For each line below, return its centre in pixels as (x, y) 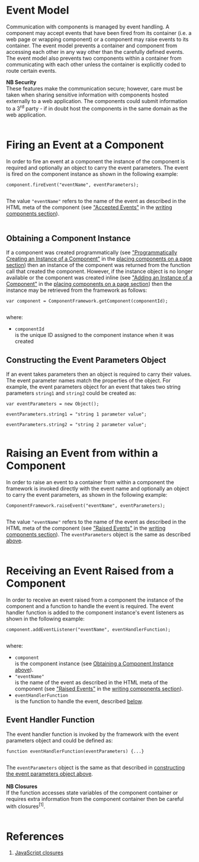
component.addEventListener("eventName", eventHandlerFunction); (88, 630)
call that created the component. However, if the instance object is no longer (99, 271)
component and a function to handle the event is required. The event (90, 606)
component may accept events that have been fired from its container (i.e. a (99, 33)
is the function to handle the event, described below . (79, 702)
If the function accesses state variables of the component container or (92, 792)
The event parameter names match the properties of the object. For (89, 381)
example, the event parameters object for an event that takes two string (93, 387)
